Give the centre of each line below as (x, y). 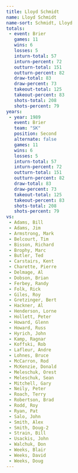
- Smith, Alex (26, 422)
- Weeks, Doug (26, 461)
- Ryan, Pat (23, 411)
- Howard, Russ (27, 328)
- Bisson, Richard (31, 245)
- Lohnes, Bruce (29, 355)
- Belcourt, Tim (29, 239)
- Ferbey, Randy (29, 283)
